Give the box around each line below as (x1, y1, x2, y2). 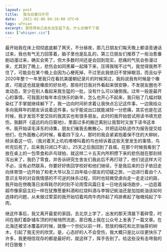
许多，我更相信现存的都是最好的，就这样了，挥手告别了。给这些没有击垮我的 (5, 236, 162, 241)
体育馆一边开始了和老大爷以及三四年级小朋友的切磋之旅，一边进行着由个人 (9, 169, 162, 174)
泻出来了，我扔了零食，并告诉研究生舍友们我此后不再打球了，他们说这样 (5, 157, 153, 162)
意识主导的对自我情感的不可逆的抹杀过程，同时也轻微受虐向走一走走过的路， (5, 175, 162, 181)
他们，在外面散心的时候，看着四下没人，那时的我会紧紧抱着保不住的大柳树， (5, 132, 162, 137)
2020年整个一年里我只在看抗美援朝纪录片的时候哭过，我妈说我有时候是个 (5, 76, 156, 82)
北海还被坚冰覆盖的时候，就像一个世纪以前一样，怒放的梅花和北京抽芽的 (5, 223, 153, 229)
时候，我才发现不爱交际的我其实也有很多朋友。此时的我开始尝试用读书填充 (5, 113, 158, 119)
